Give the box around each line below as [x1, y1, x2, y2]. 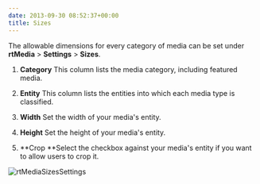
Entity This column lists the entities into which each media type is [19, 88, 235, 98]
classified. [19, 97, 54, 106]
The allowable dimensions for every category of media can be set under [8, 40, 245, 50]
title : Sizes [8, 19, 52, 27]
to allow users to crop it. [19, 151, 99, 161]
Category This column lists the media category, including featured [19, 64, 238, 74]
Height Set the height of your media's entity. [19, 128, 166, 137]
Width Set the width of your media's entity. [19, 112, 161, 121]
